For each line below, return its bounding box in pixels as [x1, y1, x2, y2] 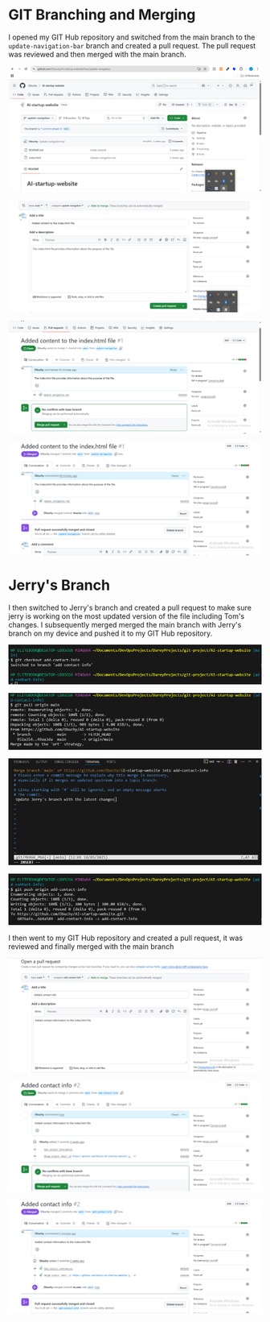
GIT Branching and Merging [8, 6, 196, 24]
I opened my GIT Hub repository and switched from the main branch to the [8, 32, 256, 42]
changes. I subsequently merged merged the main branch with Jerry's [8, 620, 242, 629]
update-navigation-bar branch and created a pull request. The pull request [8, 40, 256, 50]
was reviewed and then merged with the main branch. [8, 49, 186, 59]
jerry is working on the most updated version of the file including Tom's [8, 611, 245, 621]
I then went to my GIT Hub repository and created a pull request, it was [8, 933, 243, 943]
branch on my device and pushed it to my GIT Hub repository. [8, 628, 213, 638]
